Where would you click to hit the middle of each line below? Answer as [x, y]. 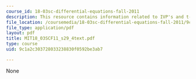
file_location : [24, 22]
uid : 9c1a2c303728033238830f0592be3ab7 [55, 49]
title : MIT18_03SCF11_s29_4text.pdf [50, 38]
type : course [22, 44]
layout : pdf [20, 33]
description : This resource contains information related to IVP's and [95, 17]
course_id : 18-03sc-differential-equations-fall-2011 [73, 11]
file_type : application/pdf [40, 28]
